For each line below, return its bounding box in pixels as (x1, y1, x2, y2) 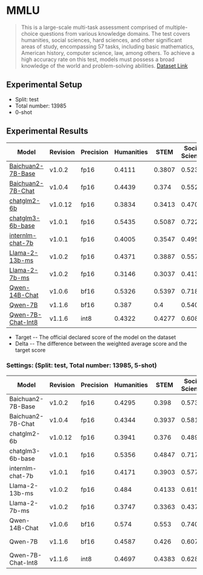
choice (21, 30, 39, 37)
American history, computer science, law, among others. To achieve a (21, 49, 195, 56)
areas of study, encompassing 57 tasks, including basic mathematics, (21, 43, 195, 50)
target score (14, 346, 46, 353)
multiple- (165, 24, 188, 31)
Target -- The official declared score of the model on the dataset (14, 333, 176, 341)
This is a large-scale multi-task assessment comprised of (21, 24, 164, 31)
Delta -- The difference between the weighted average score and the (14, 339, 187, 347)
